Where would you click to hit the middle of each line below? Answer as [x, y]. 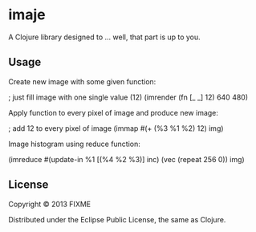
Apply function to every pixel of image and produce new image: [114, 112]
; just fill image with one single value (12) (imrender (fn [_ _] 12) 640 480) [128, 97]
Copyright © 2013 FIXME [49, 204]
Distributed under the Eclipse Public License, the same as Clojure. [117, 219]
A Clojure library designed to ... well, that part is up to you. [104, 37]
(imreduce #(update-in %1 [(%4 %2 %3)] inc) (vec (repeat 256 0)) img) [126, 159]
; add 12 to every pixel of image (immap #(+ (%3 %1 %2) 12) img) [116, 128]
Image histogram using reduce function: [74, 144]
